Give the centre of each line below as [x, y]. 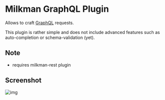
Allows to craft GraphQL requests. [39, 23]
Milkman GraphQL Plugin [57, 9]
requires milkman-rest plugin [41, 65]
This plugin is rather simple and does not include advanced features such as [82, 32]
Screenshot [23, 81]
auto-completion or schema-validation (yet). [50, 37]
